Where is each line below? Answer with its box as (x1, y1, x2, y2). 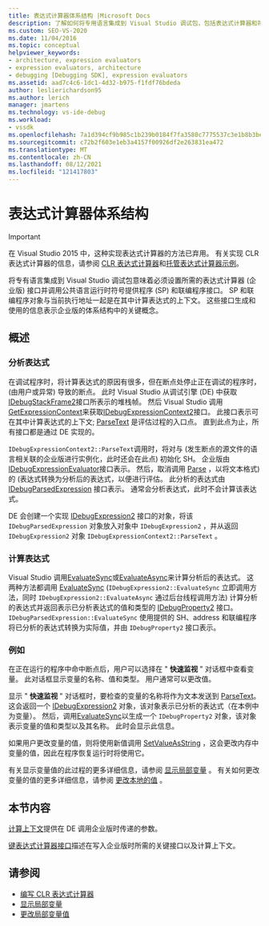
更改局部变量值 (19, 909, 70, 919)
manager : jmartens (8, 101, 70, 109)
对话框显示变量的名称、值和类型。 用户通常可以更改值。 (30, 674, 216, 684)
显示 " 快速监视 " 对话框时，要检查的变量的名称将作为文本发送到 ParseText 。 (8, 691, 261, 701)
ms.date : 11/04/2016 (8, 34, 78, 42)
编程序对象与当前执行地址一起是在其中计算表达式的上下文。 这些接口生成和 (8, 295, 256, 305)
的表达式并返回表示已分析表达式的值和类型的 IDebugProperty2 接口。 (8, 602, 238, 612)
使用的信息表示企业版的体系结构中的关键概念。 (8, 305, 163, 315)
